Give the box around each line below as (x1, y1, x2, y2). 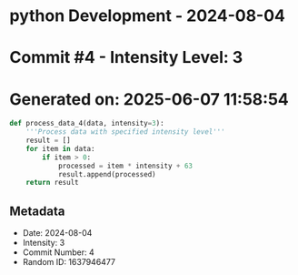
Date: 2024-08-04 (22, 228, 93, 239)
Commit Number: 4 (22, 247, 94, 258)
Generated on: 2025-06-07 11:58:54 (9, 88, 289, 109)
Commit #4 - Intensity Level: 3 (9, 47, 243, 68)
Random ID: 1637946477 (22, 257, 116, 268)
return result (25, 178, 79, 188)
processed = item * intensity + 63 (57, 161, 194, 170)
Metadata (9, 203, 65, 219)
